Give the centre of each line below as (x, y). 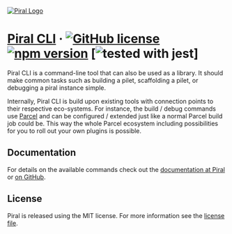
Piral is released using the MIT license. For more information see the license (116, 215)
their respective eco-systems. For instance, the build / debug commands (111, 109)
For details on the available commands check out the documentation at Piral (116, 169)
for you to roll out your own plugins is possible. (74, 131)
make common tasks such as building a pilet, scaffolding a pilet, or (103, 80)
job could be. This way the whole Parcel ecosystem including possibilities (113, 123)
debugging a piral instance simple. (57, 88)
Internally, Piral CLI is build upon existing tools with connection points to (110, 101)
